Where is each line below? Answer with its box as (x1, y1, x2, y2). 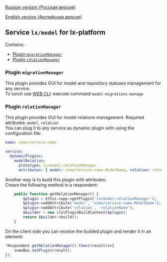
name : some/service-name (5, 140, 57, 145)
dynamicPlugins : (9, 154, 43, 159)
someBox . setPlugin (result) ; (14, 248, 72, 253)
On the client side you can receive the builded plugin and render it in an (5, 228, 152, 234)
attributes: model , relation (5, 120, 59, 126)
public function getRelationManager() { (14, 191, 99, 196)
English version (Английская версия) (5, 14, 82, 19)
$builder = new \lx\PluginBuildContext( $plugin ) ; (23, 210, 128, 215)
